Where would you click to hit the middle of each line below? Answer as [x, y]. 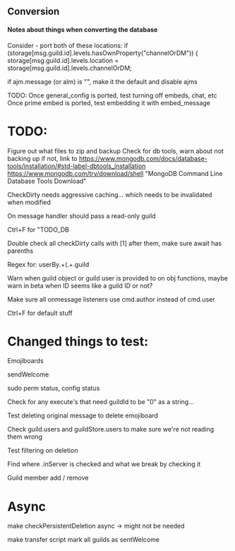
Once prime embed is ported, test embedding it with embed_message [109, 102]
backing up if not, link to [42, 158]
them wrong [25, 437]
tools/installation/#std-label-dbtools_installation [77, 166]
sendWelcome [28, 374]
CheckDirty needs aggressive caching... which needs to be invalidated [110, 194]
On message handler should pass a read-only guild [82, 215]
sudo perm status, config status [54, 389]
